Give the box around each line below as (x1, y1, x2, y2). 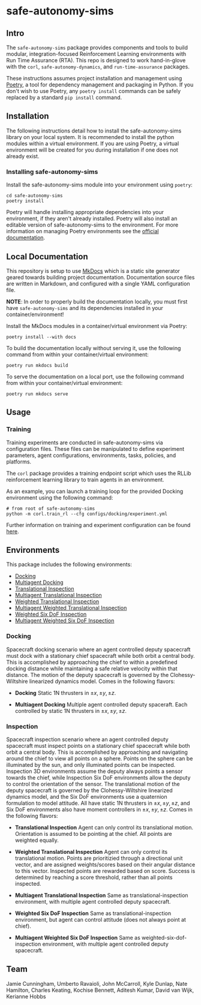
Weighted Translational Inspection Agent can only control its (14, 848, 168, 856)
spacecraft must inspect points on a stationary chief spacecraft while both (6, 742, 190, 750)
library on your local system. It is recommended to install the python (6, 133, 175, 140)
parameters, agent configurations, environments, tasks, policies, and (6, 452, 176, 459)
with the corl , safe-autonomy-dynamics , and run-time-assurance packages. (6, 63, 190, 70)
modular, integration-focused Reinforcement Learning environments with (6, 50, 187, 58)
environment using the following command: (6, 494, 113, 501)
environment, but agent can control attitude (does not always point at (14, 916, 186, 923)
